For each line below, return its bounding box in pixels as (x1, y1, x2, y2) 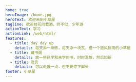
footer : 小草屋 (5, 69, 35, 74)
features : (5, 36, 27, 41)
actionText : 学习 (5, 26, 41, 32)
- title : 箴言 (10, 60, 38, 65)
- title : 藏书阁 (10, 50, 43, 55)
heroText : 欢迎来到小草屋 (5, 17, 55, 22)
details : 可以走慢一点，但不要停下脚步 (14, 64, 89, 69)
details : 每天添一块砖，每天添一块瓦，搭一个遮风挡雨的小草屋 (14, 45, 131, 50)
